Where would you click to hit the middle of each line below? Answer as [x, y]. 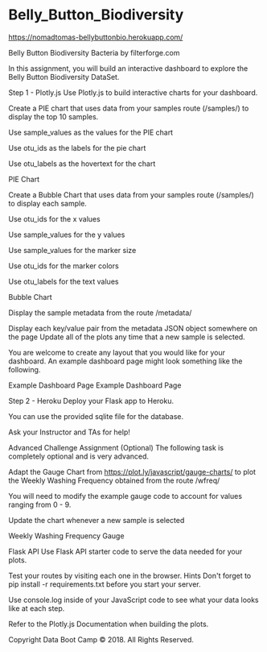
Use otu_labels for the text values [64, 281]
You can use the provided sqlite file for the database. [96, 416]
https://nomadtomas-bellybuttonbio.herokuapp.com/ [96, 37]
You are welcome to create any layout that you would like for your [117, 352]
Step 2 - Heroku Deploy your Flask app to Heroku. [91, 401]
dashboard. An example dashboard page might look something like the [125, 361]
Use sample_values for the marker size [72, 250]
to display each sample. [47, 203]
